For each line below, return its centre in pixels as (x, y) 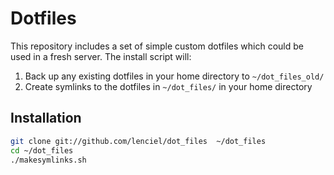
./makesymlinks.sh (48, 160)
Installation (46, 118)
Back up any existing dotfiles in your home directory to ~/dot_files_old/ (174, 76)
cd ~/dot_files (42, 150)
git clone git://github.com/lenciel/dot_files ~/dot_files (138, 141)
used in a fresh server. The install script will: (101, 56)
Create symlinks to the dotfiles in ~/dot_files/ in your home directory (168, 86)
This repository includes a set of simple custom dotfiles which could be (157, 46)
